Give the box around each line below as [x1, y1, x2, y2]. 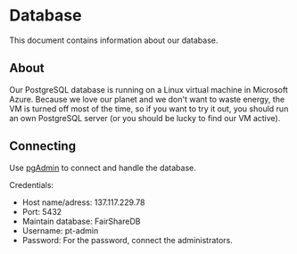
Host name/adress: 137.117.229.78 [21, 197, 145, 208]
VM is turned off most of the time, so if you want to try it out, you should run [9, 103, 289, 114]
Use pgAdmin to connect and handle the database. [9, 162, 196, 173]
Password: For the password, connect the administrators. [21, 234, 234, 245]
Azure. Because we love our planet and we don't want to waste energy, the [9, 94, 285, 104]
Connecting [9, 139, 77, 154]
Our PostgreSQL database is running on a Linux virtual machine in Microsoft [9, 84, 288, 94]
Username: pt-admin [21, 225, 99, 236]
